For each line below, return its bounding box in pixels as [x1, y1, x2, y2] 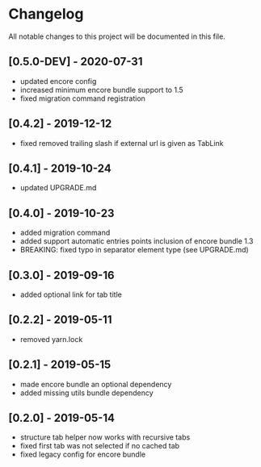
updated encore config [19, 76, 97, 85]
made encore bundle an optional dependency [19, 379, 172, 389]
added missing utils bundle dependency [19, 388, 154, 398]
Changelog [8, 5, 84, 23]
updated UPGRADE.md [19, 183, 97, 193]
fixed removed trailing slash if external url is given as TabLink [19, 138, 224, 148]
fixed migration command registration [19, 94, 145, 103]
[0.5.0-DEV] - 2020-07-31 [8, 55, 143, 69]
